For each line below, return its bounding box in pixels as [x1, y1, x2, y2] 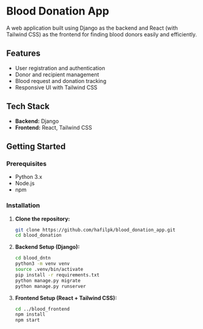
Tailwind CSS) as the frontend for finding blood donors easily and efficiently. [6, 30, 197, 38]
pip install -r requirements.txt [15, 271, 100, 278]
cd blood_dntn [15, 255, 51, 261]
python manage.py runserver [15, 283, 86, 289]
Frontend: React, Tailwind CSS [15, 124, 92, 131]
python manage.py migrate [15, 277, 81, 284]
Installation [6, 201, 41, 210]
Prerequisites [6, 159, 47, 168]
